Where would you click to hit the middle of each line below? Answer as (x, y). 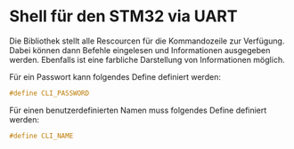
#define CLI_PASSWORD (49, 93)
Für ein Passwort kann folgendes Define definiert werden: (115, 76)
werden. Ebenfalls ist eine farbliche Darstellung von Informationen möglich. (147, 59)
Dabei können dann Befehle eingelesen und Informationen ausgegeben (140, 50)
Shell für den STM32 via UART (123, 16)
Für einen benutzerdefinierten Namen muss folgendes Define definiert (138, 110)
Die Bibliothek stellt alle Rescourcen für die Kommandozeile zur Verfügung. (147, 41)
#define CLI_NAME (41, 136)
